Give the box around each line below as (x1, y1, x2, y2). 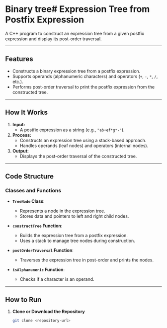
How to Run (5, 295, 42, 304)
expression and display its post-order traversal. (5, 36, 102, 42)
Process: (12, 132, 31, 138)
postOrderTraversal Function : (12, 247, 74, 253)
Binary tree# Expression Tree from (5, 3, 150, 15)
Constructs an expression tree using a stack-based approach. (19, 137, 147, 143)
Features (5, 55, 33, 63)
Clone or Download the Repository (12, 309, 85, 315)
